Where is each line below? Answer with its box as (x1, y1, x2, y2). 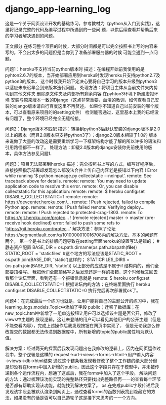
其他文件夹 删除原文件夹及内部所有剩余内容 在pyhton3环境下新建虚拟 (13, 90, 155, 97)
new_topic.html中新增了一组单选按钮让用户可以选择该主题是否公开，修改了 (5, 310, 157, 316)
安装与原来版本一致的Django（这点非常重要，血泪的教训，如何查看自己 (10, 97, 155, 103)
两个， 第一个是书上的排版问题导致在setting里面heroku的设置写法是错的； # (5, 238, 160, 244)
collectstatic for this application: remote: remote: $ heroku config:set (5, 188, 145, 194)
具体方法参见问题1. (13, 150, 52, 156)
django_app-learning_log (5, 3, 111, 15)
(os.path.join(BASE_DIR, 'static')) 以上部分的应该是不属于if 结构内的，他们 (5, 262, 155, 268)
